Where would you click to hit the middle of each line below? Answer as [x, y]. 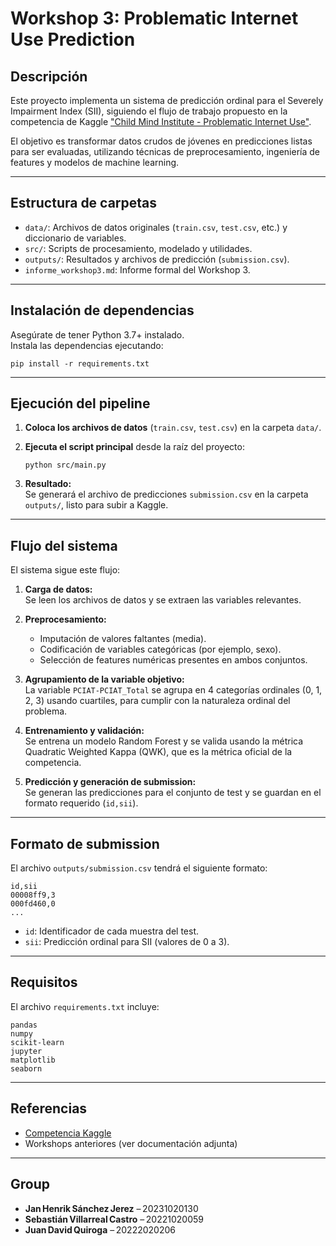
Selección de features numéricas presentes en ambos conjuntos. [173, 660]
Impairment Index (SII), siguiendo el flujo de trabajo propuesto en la [149, 111]
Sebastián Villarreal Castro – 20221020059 [114, 1219]
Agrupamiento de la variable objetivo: [104, 679]
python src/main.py [65, 465]
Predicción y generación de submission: [110, 782]
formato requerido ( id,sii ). [81, 803]
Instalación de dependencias [102, 310]
